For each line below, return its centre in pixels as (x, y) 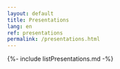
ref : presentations (35, 33)
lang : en (20, 26)
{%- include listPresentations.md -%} (60, 59)
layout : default (30, 13)
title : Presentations (38, 20)
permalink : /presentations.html (53, 39)
